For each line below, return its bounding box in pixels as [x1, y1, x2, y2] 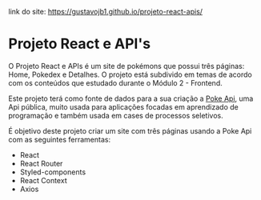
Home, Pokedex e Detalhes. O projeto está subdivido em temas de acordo [8, 70, 252, 79]
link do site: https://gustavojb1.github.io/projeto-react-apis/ [8, 7, 203, 16]
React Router [19, 158, 63, 168]
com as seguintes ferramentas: [8, 134, 110, 144]
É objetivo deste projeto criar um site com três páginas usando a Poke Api [8, 126, 252, 135]
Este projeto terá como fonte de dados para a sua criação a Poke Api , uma [8, 94, 254, 103]
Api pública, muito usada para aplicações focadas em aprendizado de [8, 102, 239, 111]
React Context [19, 175, 67, 185]
